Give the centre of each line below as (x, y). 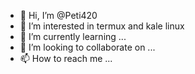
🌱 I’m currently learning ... (73, 36)
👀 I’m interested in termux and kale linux (102, 26)
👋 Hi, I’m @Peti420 (58, 15)
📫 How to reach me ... (66, 58)
